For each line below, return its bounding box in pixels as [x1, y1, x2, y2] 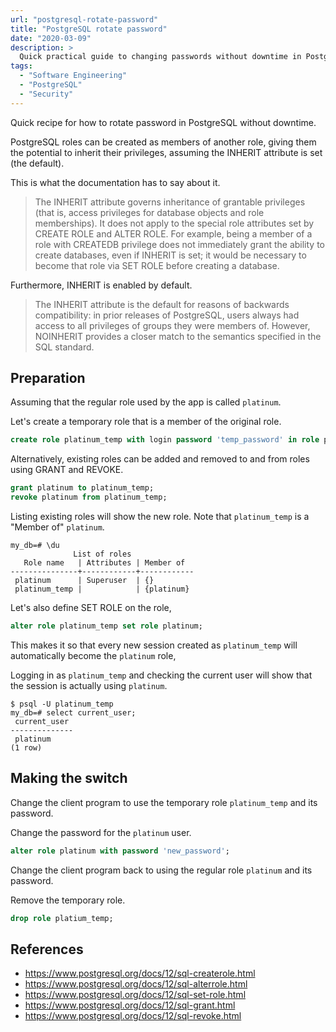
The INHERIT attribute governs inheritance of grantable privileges [34, 196, 306, 208]
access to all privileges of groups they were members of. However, [34, 319, 311, 331]
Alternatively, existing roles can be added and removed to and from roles [10, 453, 310, 465]
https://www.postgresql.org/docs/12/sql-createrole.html [24, 967, 256, 980]
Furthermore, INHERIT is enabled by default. [10, 279, 193, 291]
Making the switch [10, 770, 128, 787]
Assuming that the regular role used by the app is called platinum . [10, 396, 282, 408]
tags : [10, 61, 33, 71]
